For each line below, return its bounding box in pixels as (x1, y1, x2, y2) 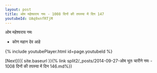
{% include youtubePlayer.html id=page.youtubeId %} (5, 49, 113, 55)
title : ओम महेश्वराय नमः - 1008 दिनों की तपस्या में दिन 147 (5, 12, 104, 16)
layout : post (5, 7, 31, 12)
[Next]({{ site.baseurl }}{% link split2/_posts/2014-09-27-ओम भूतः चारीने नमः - (5, 58, 153, 64)
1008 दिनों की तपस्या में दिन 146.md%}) (5, 63, 72, 69)
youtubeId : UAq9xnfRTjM (5, 16, 53, 21)
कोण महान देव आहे (12, 39, 41, 45)
